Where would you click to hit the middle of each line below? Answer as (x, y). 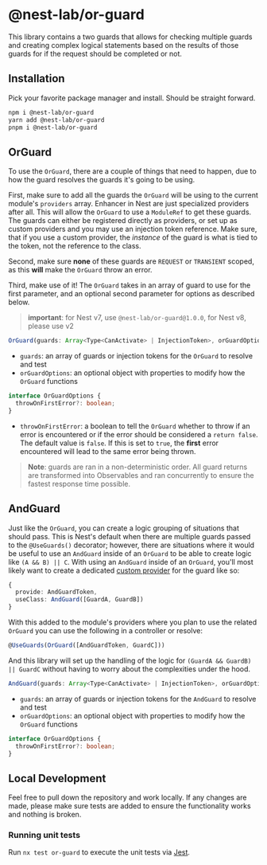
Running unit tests (44, 836)
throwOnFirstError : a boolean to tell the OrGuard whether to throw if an (135, 426)
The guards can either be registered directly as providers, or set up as (123, 221)
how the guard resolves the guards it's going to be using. (102, 180)
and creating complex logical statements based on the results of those (124, 45)
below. (19, 302)
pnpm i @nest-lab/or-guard (53, 127)
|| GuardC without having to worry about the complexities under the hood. (130, 669)
